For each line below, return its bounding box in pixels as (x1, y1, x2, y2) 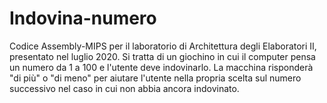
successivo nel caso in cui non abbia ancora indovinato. (9, 82, 240, 94)
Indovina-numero (9, 7, 157, 30)
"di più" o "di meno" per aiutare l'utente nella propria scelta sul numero (9, 72, 302, 84)
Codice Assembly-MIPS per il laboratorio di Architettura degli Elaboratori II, (9, 40, 317, 52)
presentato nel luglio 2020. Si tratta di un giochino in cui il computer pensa (9, 50, 316, 62)
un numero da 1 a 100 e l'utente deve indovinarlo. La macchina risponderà (9, 61, 314, 73)
